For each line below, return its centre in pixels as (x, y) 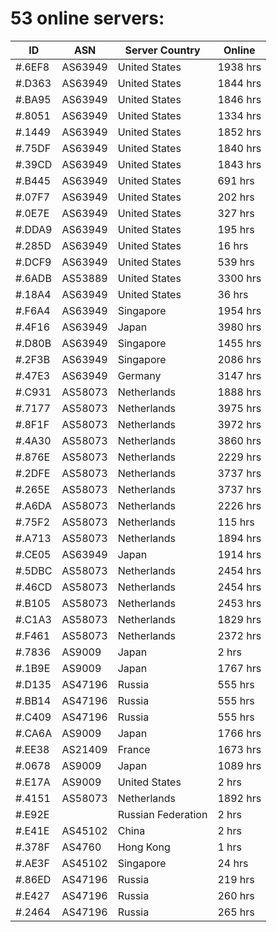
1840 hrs (239, 148)
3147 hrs (239, 375)
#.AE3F (32, 863)
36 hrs (233, 294)
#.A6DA (33, 505)
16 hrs (233, 245)
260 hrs (236, 895)
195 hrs (236, 229)
